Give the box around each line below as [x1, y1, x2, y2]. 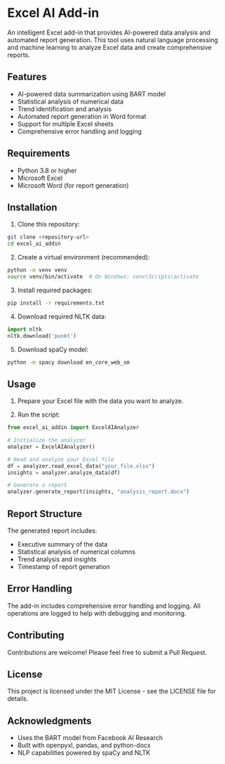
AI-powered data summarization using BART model [17, 89, 166, 98]
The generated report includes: [7, 526, 97, 535]
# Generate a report [7, 482, 68, 489]
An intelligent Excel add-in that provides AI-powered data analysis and [7, 28, 211, 37]
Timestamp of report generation [17, 563, 110, 571]
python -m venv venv [7, 267, 68, 274]
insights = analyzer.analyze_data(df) [7, 469, 121, 476]
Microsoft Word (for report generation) [17, 181, 130, 189]
